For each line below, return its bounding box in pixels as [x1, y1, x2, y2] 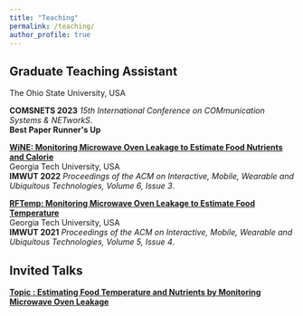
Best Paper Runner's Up [9, 124, 101, 136]
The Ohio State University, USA [9, 88, 127, 99]
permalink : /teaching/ [9, 22, 95, 31]
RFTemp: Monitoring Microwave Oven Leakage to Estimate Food [9, 198, 256, 209]
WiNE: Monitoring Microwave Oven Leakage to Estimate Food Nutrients [9, 142, 283, 153]
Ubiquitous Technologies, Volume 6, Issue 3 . [9, 180, 175, 191]
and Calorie [9, 151, 54, 163]
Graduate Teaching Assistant [9, 63, 178, 79]
